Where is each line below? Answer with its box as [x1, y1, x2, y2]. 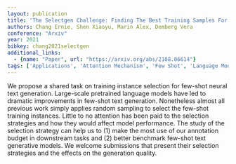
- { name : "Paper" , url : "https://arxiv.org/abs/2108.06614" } [13, 56, 197, 63]
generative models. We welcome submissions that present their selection [7, 141, 219, 149]
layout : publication [7, 10, 68, 18]
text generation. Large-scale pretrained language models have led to [7, 89, 206, 97]
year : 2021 [7, 36, 39, 43]
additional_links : [7, 50, 61, 57]
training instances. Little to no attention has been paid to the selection [7, 111, 209, 120]
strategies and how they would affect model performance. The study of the [7, 118, 225, 127]
